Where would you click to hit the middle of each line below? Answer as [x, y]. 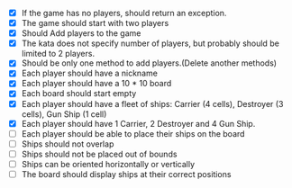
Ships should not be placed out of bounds [99, 154]
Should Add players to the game [81, 33]
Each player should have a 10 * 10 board [96, 84]
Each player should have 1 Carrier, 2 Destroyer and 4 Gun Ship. [138, 123]
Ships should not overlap [68, 144]
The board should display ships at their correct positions [126, 174]
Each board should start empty [79, 94]
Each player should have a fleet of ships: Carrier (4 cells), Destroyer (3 [152, 103]
